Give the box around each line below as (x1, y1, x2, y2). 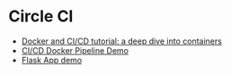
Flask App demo (21, 54, 83, 65)
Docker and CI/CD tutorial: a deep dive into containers (21, 36, 222, 46)
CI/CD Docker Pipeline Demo (21, 45, 129, 55)
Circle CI (8, 6, 74, 27)
